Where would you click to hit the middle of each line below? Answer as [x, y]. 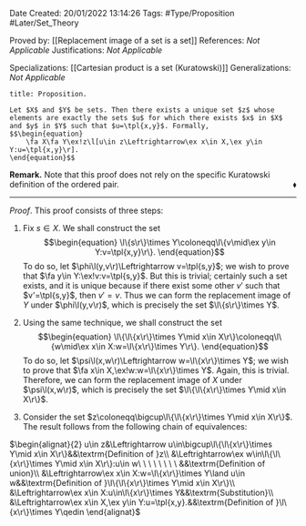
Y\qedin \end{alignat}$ [97, 512]
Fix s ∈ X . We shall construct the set [92, 228]
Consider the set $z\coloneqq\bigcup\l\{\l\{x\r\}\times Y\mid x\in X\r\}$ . [158, 417]
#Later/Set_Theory [44, 23]
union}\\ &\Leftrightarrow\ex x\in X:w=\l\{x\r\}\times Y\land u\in [127, 473]
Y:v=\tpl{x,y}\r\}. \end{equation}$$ [160, 252]
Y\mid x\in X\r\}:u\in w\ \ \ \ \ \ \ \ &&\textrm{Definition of [160, 464]
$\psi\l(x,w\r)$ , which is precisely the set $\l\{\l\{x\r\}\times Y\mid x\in [154, 389]
